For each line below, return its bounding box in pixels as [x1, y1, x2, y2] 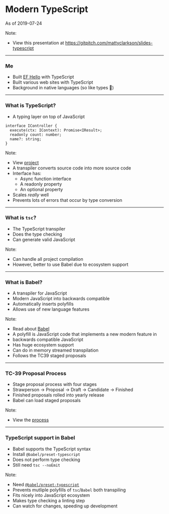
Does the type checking [12, 231, 62, 237]
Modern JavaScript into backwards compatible [12, 296, 110, 302]
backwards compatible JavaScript [12, 336, 83, 342]
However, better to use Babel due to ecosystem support [12, 261, 129, 267]
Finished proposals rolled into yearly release [12, 392, 105, 398]
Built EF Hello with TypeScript [12, 74, 74, 80]
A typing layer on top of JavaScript [12, 113, 85, 120]
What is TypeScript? [5, 102, 56, 109]
